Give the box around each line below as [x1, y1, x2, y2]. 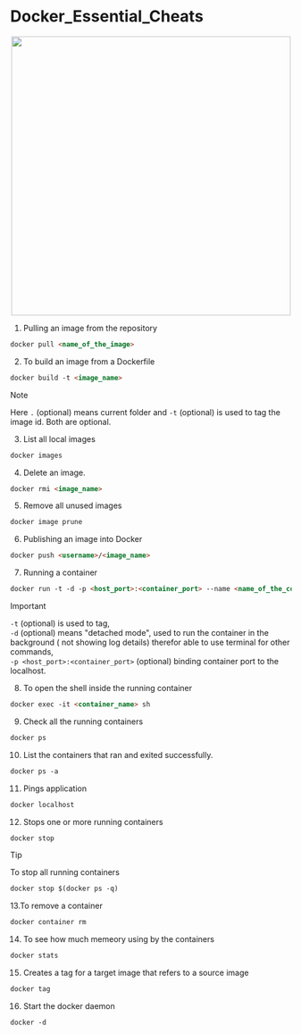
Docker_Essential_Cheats [10, 6, 204, 27]
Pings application [22, 783, 88, 794]
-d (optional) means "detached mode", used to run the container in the [10, 628, 269, 638]
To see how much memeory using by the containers [22, 934, 215, 945]
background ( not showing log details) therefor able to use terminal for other [10, 637, 290, 648]
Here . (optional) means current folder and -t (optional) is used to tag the [10, 406, 280, 417]
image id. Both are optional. [10, 416, 112, 427]
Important [10, 601, 46, 612]
